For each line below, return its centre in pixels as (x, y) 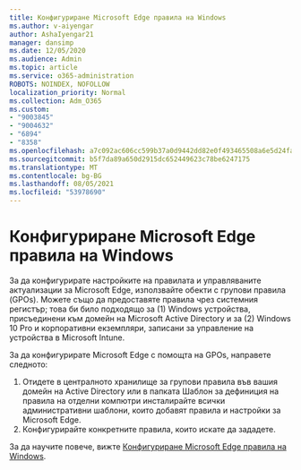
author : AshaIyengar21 (52, 34)
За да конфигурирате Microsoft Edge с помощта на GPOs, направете (140, 355)
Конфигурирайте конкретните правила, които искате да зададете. (149, 429)
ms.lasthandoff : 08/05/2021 (62, 184)
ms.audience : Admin (46, 59)
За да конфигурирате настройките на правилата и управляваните (135, 280)
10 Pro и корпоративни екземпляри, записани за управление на (131, 328)
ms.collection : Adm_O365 (56, 101)
